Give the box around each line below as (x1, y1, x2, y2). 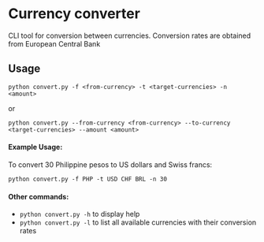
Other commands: (8, 192, 69, 201)
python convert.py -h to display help (19, 210, 140, 219)
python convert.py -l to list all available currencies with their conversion (19, 218, 257, 227)
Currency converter (8, 5, 140, 23)
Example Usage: (8, 143, 63, 152)
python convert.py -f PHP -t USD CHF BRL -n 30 (8, 175, 168, 183)
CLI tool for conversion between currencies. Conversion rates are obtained (8, 31, 251, 40)
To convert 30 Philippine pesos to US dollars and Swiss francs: (8, 159, 213, 169)
